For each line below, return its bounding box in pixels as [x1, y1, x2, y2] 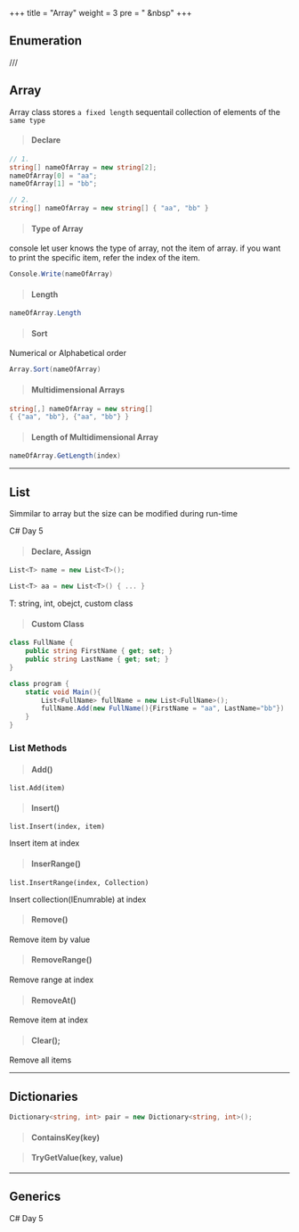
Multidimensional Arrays [30, 384, 125, 395]
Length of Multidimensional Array [30, 432, 158, 442]
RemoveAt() [30, 995, 77, 1005]
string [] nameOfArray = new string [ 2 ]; [9, 162, 158, 172]
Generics [9, 1189, 61, 1204]
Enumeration [9, 33, 83, 48]
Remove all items [9, 1054, 72, 1065]
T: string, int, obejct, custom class [9, 598, 133, 609]
